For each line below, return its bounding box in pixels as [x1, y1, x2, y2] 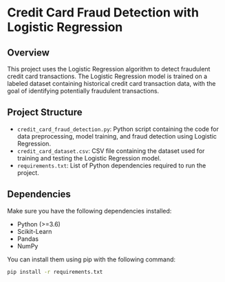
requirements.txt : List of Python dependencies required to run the [17, 161, 206, 169]
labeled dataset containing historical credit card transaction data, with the [7, 80, 216, 87]
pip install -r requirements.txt [7, 268, 103, 275]
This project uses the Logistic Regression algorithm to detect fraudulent [7, 65, 211, 73]
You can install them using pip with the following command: [7, 255, 176, 263]
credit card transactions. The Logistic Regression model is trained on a [7, 72, 208, 80]
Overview [7, 47, 50, 58]
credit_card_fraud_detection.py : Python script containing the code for [17, 125, 219, 133]
